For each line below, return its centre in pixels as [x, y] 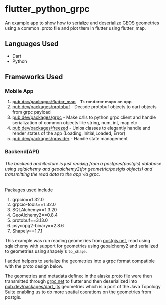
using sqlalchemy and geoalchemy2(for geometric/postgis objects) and [79, 169]
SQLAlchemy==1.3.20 [35, 209]
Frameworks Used [34, 77]
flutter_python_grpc [48, 9]
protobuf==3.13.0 [30, 220]
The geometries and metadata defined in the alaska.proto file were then [79, 276]
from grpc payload [31, 112]
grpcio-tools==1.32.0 [34, 204]
